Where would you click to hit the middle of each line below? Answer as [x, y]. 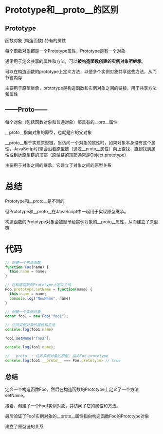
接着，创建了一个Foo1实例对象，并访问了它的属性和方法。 [63, 406]
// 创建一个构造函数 [23, 262]
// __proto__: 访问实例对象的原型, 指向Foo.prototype [57, 356]
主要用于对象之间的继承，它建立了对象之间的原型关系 [58, 165]
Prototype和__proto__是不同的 [35, 201]
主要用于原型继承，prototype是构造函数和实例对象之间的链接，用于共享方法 [81, 88]
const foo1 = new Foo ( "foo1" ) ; [37, 316]
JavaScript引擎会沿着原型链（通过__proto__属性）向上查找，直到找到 [82, 148]
